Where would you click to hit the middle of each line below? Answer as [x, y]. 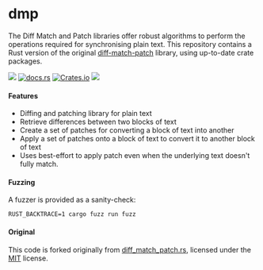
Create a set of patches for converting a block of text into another [127, 130]
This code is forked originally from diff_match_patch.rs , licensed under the [130, 249]
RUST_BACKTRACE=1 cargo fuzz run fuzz [72, 214]
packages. [25, 61]
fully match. [39, 164]
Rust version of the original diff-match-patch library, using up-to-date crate [131, 52]
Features [23, 95]
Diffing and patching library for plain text [86, 114]
